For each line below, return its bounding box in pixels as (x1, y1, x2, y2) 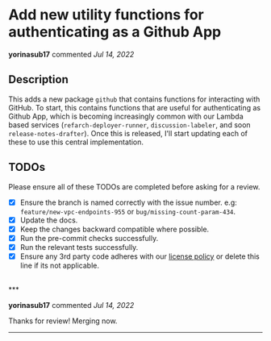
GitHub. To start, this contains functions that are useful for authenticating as (8, 102, 261, 112)
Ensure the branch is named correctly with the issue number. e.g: (19, 198, 238, 207)
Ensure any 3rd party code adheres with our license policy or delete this (19, 252, 260, 261)
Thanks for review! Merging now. (8, 316, 118, 326)
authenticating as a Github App (8, 23, 222, 41)
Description (8, 73, 69, 86)
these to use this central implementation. (8, 137, 144, 147)
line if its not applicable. (19, 260, 99, 270)
